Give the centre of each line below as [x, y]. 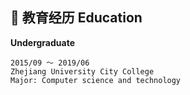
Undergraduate [42, 42]
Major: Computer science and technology [96, 80]
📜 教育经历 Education [76, 18]
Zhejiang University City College [82, 71]
